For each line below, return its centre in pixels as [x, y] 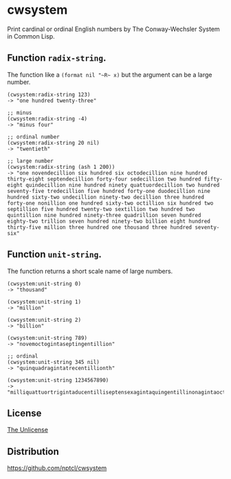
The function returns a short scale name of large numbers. [90, 271]
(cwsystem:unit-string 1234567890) [58, 380]
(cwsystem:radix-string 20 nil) [53, 143]
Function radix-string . [57, 58]
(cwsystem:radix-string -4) [47, 119]
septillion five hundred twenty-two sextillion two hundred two [101, 209]
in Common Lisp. [31, 36]
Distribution [33, 451]
